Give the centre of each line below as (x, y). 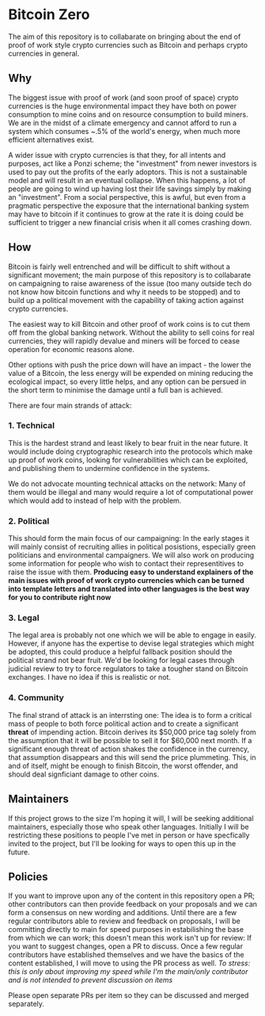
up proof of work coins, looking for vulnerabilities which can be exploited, (128, 460)
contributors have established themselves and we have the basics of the (126, 955)
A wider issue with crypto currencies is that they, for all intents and (117, 155)
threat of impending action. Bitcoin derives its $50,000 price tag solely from (132, 732)
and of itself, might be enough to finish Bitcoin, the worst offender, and (123, 765)
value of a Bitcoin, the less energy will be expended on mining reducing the (131, 373)
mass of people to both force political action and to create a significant (123, 723)
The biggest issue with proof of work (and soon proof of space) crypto (123, 98)
